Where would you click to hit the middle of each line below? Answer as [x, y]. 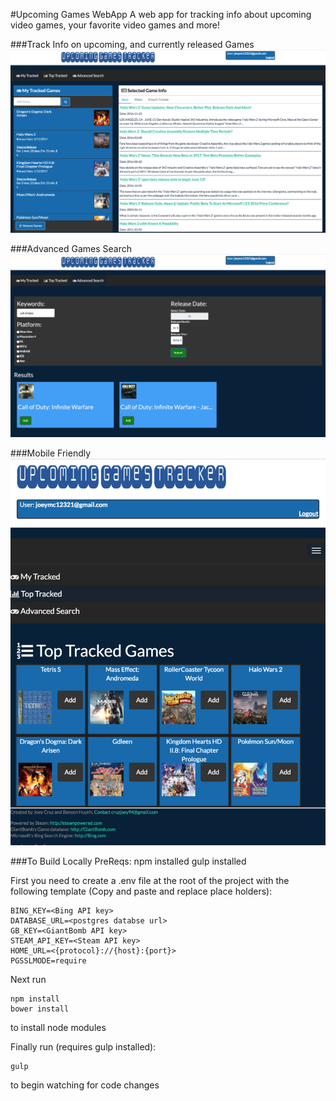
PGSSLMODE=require [48, 960]
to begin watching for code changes [85, 1085]
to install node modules [58, 1027]
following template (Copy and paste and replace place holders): [141, 891]
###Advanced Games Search [71, 248]
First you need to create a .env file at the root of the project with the [150, 880]
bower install [40, 1009]
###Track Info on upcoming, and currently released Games [132, 44]
